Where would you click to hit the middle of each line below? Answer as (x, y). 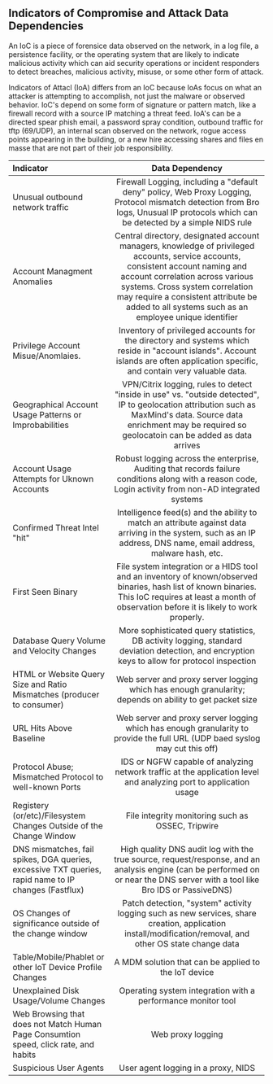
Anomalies (32, 282)
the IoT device (187, 972)
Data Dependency (187, 168)
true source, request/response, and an (187, 859)
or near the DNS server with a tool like (187, 880)
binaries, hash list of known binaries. (187, 587)
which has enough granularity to (187, 728)
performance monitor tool (187, 1000)
